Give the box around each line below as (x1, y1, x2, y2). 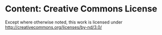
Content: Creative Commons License (5, 3, 157, 14)
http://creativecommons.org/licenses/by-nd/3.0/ (5, 24, 102, 30)
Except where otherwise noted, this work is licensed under (5, 19, 123, 25)
